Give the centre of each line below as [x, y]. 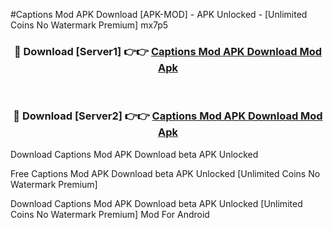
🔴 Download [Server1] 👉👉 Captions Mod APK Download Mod [168, 51]
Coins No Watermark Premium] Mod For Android [110, 214]
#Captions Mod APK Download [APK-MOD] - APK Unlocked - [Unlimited [159, 14]
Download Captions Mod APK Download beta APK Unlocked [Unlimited [156, 203]
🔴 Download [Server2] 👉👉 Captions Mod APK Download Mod [168, 116]
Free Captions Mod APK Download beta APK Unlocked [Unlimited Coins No [165, 173]
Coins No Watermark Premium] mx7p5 [89, 25]
